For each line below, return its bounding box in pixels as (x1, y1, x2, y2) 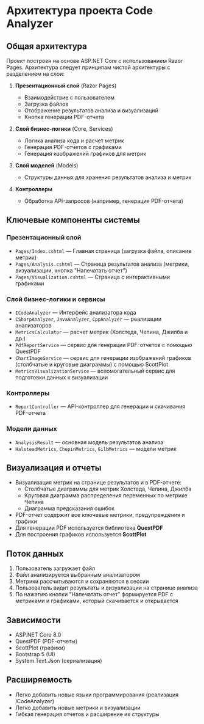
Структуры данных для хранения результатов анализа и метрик (24, 174, 192, 181)
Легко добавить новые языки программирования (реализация (15, 691, 178, 698)
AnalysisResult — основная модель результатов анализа (15, 438, 164, 446)
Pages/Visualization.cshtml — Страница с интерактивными (15, 273, 171, 280)
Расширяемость (6, 675, 72, 685)
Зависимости (6, 615, 61, 625)
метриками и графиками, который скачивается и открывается (15, 597, 178, 605)
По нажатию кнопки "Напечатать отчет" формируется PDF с (15, 591, 174, 598)
